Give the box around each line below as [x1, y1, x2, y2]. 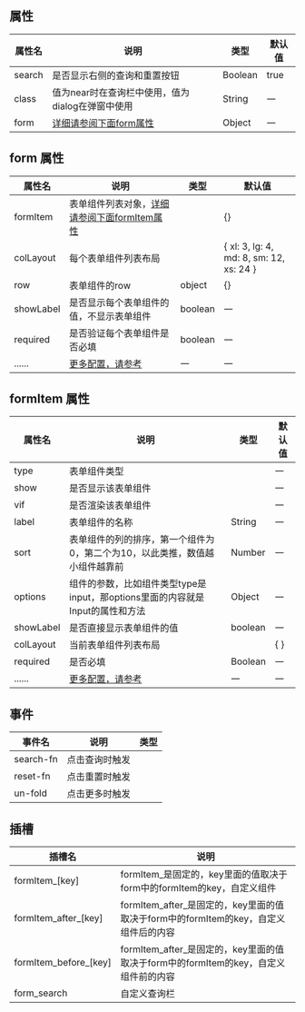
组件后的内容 [120, 926, 175, 938]
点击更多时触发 [66, 788, 132, 800]
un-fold [14, 787, 48, 799]
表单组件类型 [69, 465, 124, 478]
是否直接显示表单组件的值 [69, 621, 179, 634]
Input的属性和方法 [69, 605, 146, 618]
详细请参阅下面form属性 [52, 116, 154, 129]
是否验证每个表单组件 [69, 326, 161, 339]
